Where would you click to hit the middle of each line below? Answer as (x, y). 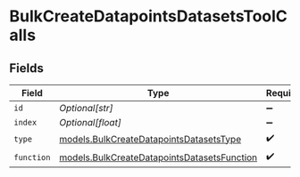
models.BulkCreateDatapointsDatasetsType (150, 139)
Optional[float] (91, 122)
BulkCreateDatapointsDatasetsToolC (149, 16)
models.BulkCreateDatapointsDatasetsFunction (158, 157)
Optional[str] (86, 108)
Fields (27, 68)
